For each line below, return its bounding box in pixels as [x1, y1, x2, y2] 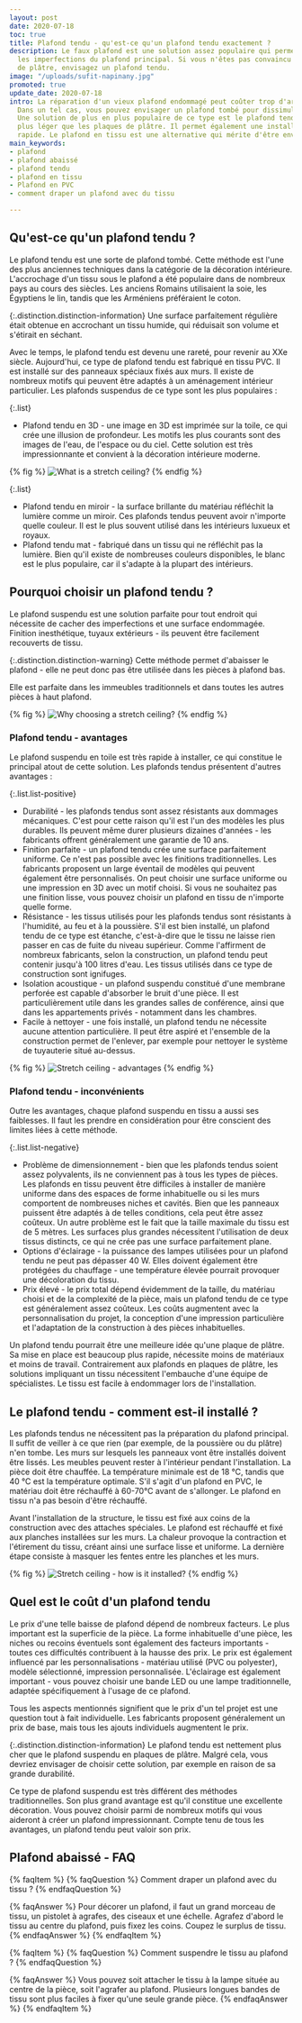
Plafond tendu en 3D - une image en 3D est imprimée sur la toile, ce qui [22, 420, 288, 431]
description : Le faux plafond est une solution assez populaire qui [9, 47, 271, 56]
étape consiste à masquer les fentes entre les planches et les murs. [9, 1551, 259, 1562]
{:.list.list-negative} [9, 1142, 80, 1153]
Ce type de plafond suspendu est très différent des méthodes [9, 1785, 238, 1796]
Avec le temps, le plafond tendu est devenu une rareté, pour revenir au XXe [9, 346, 288, 357]
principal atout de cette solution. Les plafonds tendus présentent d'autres [9, 761, 281, 771]
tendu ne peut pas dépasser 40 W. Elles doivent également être [22, 1255, 258, 1266]
